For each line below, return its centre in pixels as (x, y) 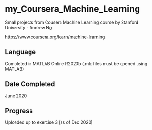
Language (21, 52)
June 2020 (16, 96)
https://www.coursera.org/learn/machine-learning (55, 37)
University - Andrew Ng (29, 27)
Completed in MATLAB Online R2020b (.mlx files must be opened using (76, 63)
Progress (19, 110)
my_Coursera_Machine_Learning (73, 9)
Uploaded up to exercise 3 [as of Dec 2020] (49, 122)
